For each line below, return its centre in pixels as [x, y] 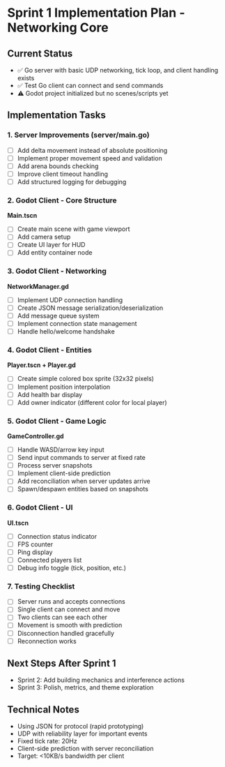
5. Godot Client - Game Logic [57, 421]
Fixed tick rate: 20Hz [47, 741]
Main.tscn [22, 216]
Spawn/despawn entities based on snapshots [83, 489]
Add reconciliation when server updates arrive [84, 481]
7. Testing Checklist [41, 586]
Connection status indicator [57, 536]
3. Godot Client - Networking [57, 271]
